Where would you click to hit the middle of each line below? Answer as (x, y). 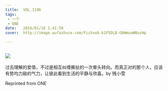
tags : (11, 14)
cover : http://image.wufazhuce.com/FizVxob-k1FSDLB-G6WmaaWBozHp (76, 33)
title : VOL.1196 (23, 10)
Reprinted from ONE (26, 83)
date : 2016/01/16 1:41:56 (34, 28)
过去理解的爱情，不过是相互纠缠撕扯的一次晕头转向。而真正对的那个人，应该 (84, 67)
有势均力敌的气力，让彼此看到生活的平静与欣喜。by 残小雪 (65, 73)
